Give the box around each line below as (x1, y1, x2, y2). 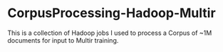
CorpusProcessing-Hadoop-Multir (7, 5, 216, 21)
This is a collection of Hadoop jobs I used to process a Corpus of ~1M (7, 28, 212, 37)
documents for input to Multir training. (7, 36, 119, 44)
